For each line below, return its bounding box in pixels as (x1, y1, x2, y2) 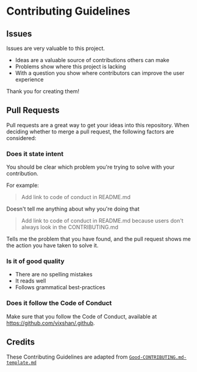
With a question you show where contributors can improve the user (15, 69, 185, 77)
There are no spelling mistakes (15, 271, 93, 278)
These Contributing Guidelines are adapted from (6, 353, 128, 360)
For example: (6, 181, 40, 189)
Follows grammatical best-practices (15, 284, 106, 291)
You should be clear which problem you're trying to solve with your (6, 163, 175, 171)
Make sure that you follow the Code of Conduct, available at (6, 312, 157, 320)
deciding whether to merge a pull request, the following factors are (6, 128, 174, 135)
